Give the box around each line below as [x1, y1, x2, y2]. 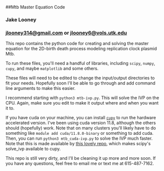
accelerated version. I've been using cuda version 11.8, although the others [5, 120, 156, 126]
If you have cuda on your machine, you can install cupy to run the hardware [5, 115, 156, 121]
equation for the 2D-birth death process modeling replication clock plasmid [5, 46, 157, 52]
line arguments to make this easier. [5, 85, 76, 91]
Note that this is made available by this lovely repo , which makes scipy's [5, 141, 151, 147]
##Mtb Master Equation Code [5, 4, 65, 10]
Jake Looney [5, 16, 37, 23]
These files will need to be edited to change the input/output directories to [5, 75, 155, 81]
